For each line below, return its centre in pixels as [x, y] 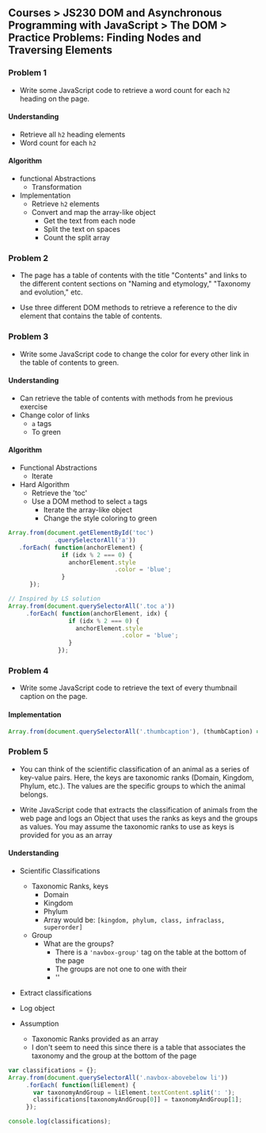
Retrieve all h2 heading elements [72, 134]
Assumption [39, 1024]
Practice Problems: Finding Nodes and [105, 38]
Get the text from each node [89, 221]
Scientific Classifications [60, 870]
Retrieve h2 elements [66, 204]
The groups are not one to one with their [121, 969]
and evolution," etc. [51, 292]
